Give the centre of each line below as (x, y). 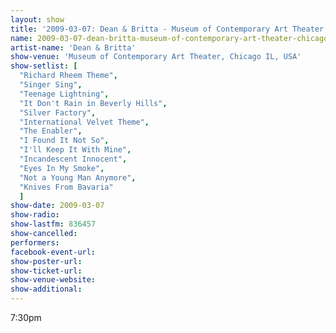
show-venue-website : (53, 280)
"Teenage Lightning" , (64, 94)
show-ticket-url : (46, 271)
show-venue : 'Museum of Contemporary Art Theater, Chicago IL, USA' (156, 57)
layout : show (37, 19)
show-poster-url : (46, 261)
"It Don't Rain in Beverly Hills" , (93, 103)
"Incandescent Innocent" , (73, 159)
